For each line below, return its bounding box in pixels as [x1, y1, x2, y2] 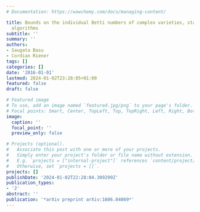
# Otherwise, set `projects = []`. [6, 163, 100, 169]
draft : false [6, 86, 39, 93]
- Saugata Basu [6, 47, 44, 54]
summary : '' [6, 36, 36, 42]
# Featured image [6, 97, 49, 103]
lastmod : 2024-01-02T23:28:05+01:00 [6, 75, 97, 81]
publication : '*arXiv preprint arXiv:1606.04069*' [6, 196, 135, 202]
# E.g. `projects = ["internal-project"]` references [6, 158, 148, 164]
